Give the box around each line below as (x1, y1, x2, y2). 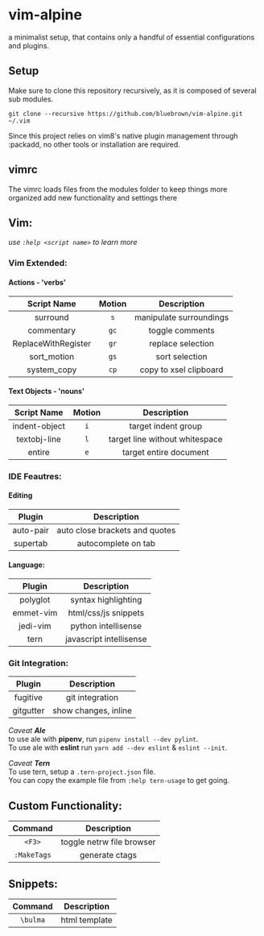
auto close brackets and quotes (56, 524, 176, 536)
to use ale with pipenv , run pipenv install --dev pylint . (8, 735, 199, 744)
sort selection (155, 350, 208, 362)
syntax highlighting (70, 594, 142, 606)
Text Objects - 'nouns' (8, 387, 85, 396)
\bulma (19, 915, 46, 924)
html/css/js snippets (68, 607, 145, 619)
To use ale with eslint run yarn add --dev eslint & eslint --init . (8, 743, 228, 752)
